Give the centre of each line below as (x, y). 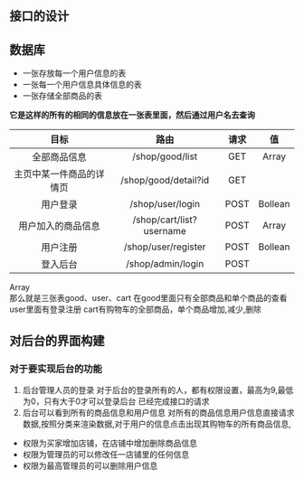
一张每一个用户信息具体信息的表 (82, 85)
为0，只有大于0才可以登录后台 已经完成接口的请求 (116, 401)
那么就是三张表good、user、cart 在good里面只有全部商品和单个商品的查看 (148, 298)
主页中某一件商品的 (55, 174)
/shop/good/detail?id (165, 181)
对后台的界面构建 (57, 340)
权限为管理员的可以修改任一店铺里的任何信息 (106, 454)
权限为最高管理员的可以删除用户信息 (90, 465)
